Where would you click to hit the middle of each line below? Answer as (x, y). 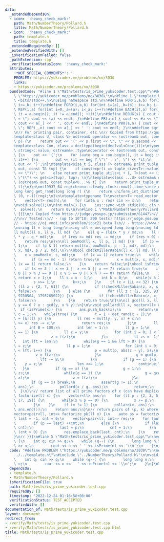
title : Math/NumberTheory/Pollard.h (51, 28)
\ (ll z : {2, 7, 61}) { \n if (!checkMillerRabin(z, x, (84, 287)
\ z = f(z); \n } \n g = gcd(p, (86, 355)
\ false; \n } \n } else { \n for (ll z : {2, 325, (83, 291)
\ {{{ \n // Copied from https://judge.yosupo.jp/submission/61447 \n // (86, 214)
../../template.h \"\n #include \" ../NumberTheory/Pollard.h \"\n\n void (86, 455)
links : (20, 82)
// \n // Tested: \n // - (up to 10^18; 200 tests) (63, 219)
